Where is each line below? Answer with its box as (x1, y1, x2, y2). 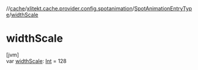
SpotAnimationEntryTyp (134, 5, 193, 12)
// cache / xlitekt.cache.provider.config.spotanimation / (6, 5, 135, 12)
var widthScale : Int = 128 (6, 57, 67, 64)
